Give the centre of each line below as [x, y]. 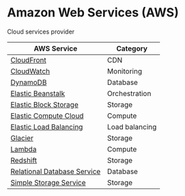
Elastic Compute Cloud [47, 116]
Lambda [24, 149]
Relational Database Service [56, 171]
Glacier [22, 138]
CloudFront [28, 60]
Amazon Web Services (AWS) [93, 13]
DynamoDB [29, 82]
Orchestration [129, 93]
